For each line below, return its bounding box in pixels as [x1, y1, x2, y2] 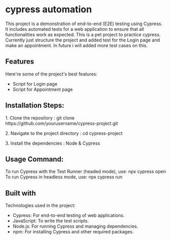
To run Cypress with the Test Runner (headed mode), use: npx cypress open [5, 168, 166, 175]
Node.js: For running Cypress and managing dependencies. [12, 223, 138, 229]
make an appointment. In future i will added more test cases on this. [5, 42, 148, 48]
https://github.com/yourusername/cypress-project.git [5, 120, 118, 126]
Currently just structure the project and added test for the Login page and [5, 37, 160, 43]
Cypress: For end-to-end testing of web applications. [12, 212, 125, 218]
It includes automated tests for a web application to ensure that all [5, 26, 144, 32]
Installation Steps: [5, 101, 65, 110]
